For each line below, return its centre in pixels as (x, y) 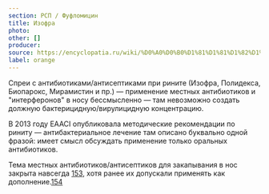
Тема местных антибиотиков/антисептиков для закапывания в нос (123, 164)
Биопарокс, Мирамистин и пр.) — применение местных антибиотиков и (132, 91)
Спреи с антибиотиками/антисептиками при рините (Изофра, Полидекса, (134, 83)
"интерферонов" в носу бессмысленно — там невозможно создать (124, 100)
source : (21, 53)
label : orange (32, 61)
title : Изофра (32, 23)
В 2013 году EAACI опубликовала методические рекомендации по (122, 124)
